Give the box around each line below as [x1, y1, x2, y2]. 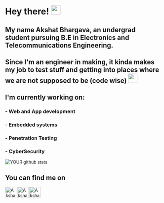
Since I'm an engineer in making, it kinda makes [5, 57, 155, 66]
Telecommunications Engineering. [5, 41, 114, 50]
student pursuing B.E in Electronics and [5, 33, 129, 42]
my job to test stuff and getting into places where [5, 65, 160, 74]
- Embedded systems [5, 121, 58, 128]
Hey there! [5, 6, 49, 17]
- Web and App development [5, 108, 76, 115]
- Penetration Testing [5, 135, 57, 142]
